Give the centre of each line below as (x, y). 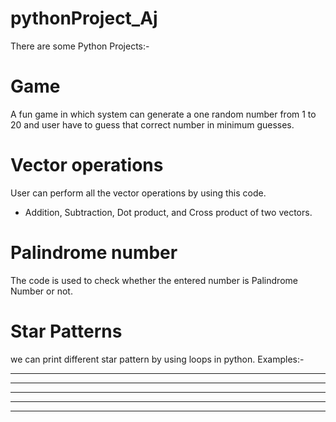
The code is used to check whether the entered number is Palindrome (154, 280)
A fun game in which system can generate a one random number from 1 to (163, 114)
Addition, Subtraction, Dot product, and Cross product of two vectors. (168, 212)
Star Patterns (66, 331)
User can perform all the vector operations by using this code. (138, 193)
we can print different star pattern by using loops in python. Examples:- (157, 359)
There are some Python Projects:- (80, 46)
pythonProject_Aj (84, 18)
